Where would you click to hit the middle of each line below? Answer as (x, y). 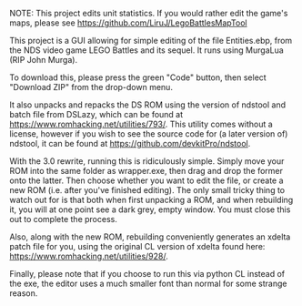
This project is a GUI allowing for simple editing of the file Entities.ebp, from (151, 41)
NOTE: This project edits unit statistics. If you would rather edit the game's (149, 13)
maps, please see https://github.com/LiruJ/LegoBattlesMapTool (128, 23)
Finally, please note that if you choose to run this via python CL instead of (147, 274)
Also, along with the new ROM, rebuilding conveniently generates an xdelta (150, 237)
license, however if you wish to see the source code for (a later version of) (149, 134)
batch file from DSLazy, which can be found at (96, 114)
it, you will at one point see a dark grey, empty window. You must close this (150, 209)
